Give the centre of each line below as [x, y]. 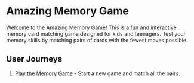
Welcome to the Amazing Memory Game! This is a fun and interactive [92, 27]
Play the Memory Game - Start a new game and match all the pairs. [97, 73]
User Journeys [34, 59]
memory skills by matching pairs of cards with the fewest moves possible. [97, 40]
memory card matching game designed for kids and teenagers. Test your [96, 33]
